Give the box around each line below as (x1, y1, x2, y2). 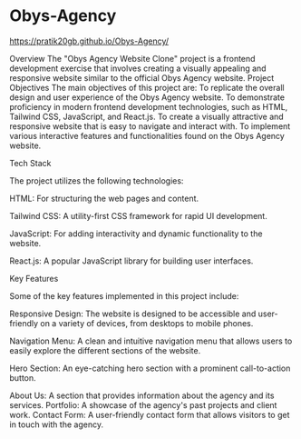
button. (9, 372, 36, 383)
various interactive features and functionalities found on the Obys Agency (9, 130, 286, 141)
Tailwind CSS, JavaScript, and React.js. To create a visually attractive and (9, 111, 284, 122)
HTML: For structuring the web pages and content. (9, 193, 199, 204)
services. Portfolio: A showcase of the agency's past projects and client (9, 399, 277, 410)
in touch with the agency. (9, 419, 104, 430)
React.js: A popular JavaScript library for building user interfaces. (9, 255, 254, 266)
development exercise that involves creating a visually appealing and (9, 63, 267, 74)
